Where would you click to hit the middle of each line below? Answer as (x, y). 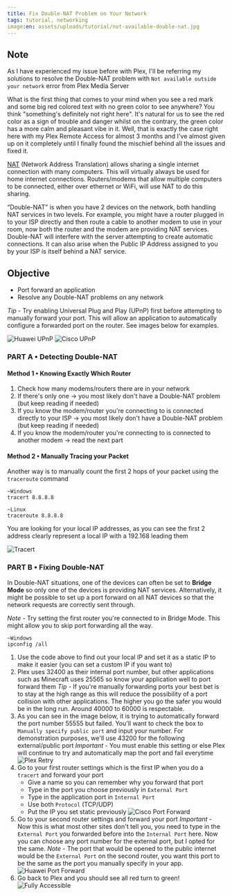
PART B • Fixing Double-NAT (56, 568)
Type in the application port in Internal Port (91, 797)
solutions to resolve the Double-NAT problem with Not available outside (112, 79)
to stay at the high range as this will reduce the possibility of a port (112, 694)
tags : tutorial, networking (48, 20)
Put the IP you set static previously (77, 811)
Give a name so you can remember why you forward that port (115, 782)
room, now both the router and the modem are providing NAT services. (108, 229)
